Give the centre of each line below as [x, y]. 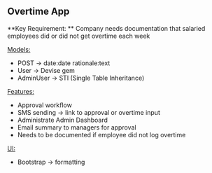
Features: [21, 91]
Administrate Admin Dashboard [63, 120]
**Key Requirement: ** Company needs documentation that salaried [106, 28]
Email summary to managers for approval [77, 127]
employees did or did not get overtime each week [79, 36]
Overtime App [38, 12]
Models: [19, 49]
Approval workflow [44, 105]
